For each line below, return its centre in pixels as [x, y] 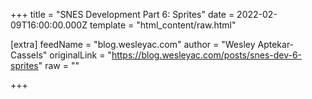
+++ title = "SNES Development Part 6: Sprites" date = [122, 14]
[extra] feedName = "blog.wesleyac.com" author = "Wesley [133, 44]
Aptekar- [276, 44]
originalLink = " [80, 55]
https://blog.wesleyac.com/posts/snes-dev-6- [207, 55]
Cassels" [29, 55]
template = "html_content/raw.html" [163, 25]
